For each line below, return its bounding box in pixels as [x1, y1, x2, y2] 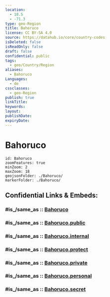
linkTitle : [5, 100, 28, 105]
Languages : [5, 76, 28, 81]
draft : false [5, 49, 32, 54]
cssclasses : [5, 85, 30, 91]
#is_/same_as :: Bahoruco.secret [5, 286, 86, 293]
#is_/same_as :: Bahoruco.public [5, 219, 86, 226]
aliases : [5, 68, 23, 73]
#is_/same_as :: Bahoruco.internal [5, 232, 89, 239]
